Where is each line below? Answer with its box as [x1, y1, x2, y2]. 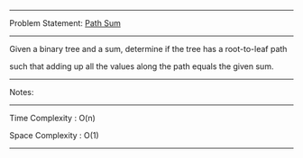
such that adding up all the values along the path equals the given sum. [9, 61, 274, 72]
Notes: [9, 87, 34, 97]
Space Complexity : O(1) [9, 130, 99, 140]
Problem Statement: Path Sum [9, 18, 122, 28]
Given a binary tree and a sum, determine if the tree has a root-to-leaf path [9, 44, 288, 54]
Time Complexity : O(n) [9, 113, 96, 123]
